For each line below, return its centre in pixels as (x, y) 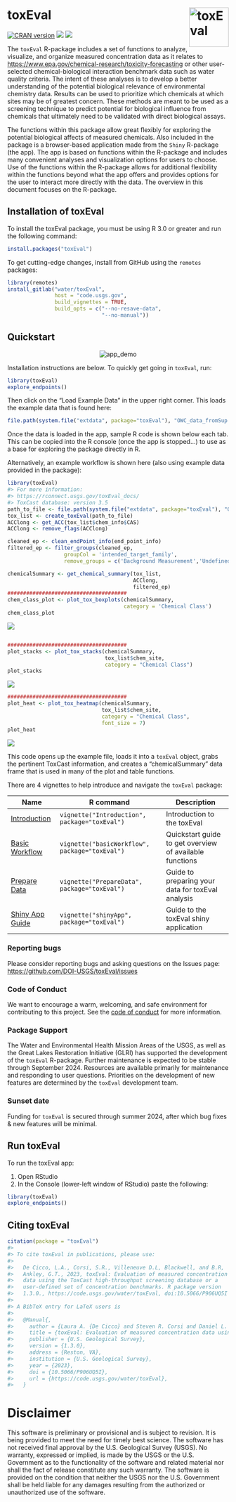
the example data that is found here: (60, 408)
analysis (179, 898)
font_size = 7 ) (124, 723)
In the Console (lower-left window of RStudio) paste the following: (113, 1184)
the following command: (42, 236)
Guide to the (186, 910)
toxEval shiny (188, 918)
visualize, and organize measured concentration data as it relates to (105, 56)
